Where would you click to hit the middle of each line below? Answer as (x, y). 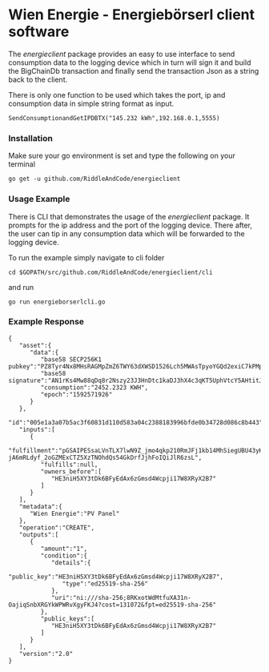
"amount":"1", (64, 549)
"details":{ (71, 562)
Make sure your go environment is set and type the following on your (122, 156)
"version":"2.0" (46, 654)
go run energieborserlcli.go (57, 302)
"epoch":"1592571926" (76, 394)
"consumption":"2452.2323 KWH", (94, 387)
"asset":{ (35, 345)
